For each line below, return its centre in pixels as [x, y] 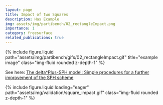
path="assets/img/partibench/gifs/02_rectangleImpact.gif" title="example [81, 57]
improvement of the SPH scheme [39, 77]
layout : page [19, 10]
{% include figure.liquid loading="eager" [47, 87]
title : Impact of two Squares [37, 14]
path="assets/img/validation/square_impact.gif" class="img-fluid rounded [82, 92]
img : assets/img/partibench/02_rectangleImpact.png [60, 24]
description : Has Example [32, 19]
